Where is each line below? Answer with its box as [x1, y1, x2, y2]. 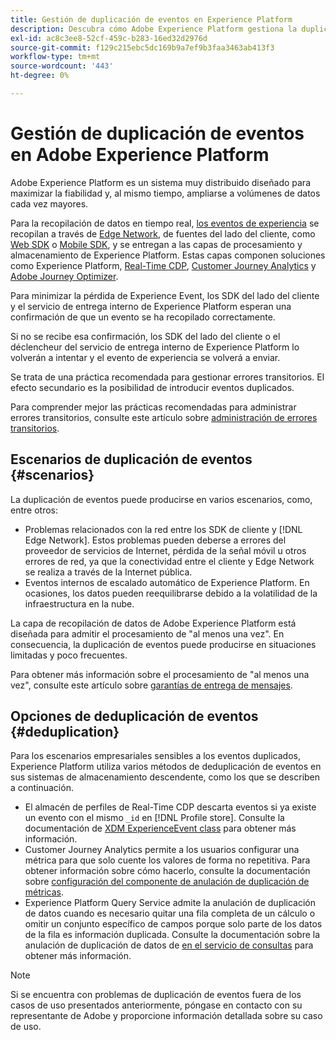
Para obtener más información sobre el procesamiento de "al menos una [10, 668, 310, 680]
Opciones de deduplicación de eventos [10, 708, 259, 725]
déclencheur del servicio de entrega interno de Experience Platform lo [10, 341, 300, 353]
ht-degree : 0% [10, 71, 70, 81]
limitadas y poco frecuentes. [10, 649, 128, 661]
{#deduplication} [10, 724, 120, 741]
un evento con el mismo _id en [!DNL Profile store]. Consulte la [24, 812, 285, 824]
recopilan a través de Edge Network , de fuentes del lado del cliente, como [10, 227, 316, 240]
